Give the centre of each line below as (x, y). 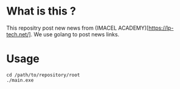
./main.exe (20, 80)
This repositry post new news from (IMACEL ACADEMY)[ (78, 28)
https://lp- (161, 28)
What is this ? (41, 11)
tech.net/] (19, 34)
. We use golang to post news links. (75, 34)
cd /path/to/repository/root (43, 75)
